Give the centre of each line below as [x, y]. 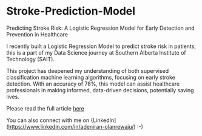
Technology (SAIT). [30, 59]
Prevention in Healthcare [37, 34]
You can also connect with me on [48, 120]
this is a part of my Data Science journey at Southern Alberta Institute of [96, 52]
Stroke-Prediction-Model [71, 11]
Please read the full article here [45, 108]
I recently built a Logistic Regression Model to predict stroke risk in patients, [101, 46]
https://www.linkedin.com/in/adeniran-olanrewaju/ [71, 126]
